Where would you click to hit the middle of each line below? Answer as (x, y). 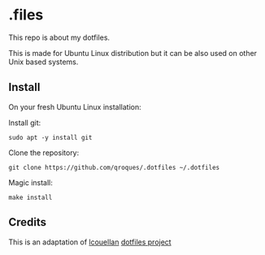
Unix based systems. (43, 62)
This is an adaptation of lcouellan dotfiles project (90, 242)
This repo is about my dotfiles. (59, 37)
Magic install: (30, 182)
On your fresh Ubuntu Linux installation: (75, 106)
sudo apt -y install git (50, 137)
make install (30, 197)
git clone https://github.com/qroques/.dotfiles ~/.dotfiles (114, 167)
